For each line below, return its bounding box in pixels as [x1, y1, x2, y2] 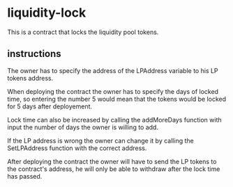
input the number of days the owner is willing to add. [7, 123, 159, 131]
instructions [7, 48, 61, 60]
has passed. [7, 172, 43, 180]
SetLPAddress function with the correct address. [7, 144, 147, 152]
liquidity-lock [7, 5, 87, 21]
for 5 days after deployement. [7, 102, 93, 111]
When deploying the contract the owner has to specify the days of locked [7, 87, 218, 95]
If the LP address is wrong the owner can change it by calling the [7, 136, 194, 145]
